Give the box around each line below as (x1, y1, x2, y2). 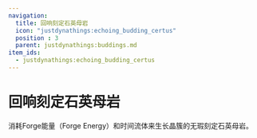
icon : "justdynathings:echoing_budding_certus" (15, 26, 177, 34)
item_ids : (8, 49, 42, 57)
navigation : (8, 11, 48, 20)
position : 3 (15, 34, 59, 42)
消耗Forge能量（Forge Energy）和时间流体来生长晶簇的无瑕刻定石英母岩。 (8, 120, 254, 130)
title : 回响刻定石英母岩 (15, 19, 89, 27)
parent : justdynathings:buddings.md (15, 41, 137, 49)
